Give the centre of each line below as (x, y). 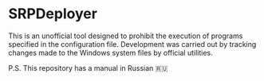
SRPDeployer (53, 14)
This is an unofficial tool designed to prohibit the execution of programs (126, 36)
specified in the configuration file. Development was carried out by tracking (132, 44)
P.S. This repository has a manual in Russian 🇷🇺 (88, 67)
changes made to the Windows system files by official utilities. (110, 52)
